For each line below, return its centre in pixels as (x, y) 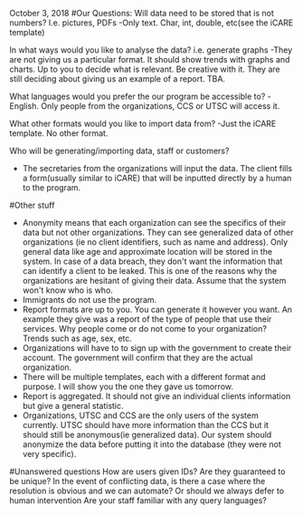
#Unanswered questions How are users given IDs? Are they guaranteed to (147, 471)
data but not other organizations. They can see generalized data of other (158, 232)
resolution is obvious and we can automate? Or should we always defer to (147, 491)
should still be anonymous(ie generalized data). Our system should (147, 435)
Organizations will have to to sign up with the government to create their (157, 348)
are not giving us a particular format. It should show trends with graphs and (150, 59)
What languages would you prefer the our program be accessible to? (137, 96)
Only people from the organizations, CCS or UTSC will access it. (160, 106)
